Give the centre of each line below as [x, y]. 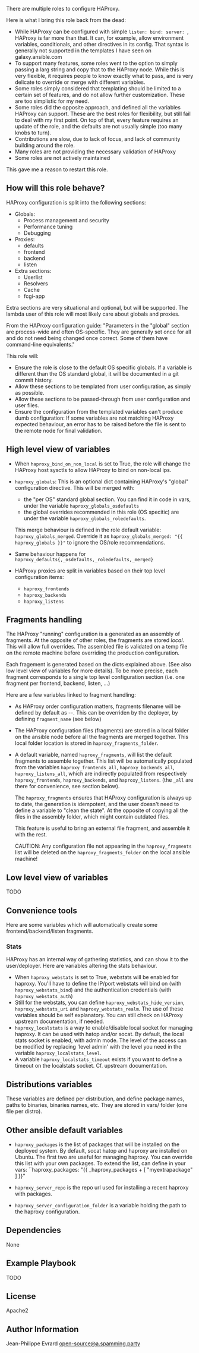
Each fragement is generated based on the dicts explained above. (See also [99, 665]
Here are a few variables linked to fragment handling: [71, 695]
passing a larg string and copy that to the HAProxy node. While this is [99, 70]
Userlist [33, 277]
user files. [27, 405]
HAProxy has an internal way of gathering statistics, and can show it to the [97, 959]
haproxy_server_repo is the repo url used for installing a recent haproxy [102, 1187]
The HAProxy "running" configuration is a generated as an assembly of [93, 634]
